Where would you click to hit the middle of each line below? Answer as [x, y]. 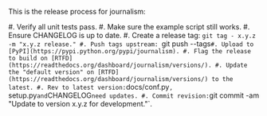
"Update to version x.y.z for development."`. [80, 104]
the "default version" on [51, 72]
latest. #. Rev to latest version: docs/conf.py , [91, 87]
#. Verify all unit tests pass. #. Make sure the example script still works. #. [129, 27]
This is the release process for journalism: [77, 12]
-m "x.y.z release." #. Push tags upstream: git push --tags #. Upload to [131, 44]
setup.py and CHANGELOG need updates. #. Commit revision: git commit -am [134, 95]
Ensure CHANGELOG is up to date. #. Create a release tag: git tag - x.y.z [132, 35]
